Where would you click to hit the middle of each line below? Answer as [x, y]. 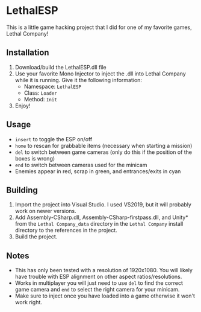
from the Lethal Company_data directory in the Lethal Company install [99, 224]
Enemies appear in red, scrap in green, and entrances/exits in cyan [98, 171]
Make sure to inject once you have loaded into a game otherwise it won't [105, 296]
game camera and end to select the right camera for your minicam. [97, 290]
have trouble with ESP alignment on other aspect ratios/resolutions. [98, 277]
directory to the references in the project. [66, 231]
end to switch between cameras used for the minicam [81, 165]
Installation [28, 53]
